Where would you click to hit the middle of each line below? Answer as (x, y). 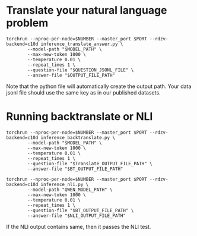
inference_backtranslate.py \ (78, 137)
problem (27, 23)
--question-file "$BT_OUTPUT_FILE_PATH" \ (81, 210)
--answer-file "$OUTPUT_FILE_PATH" (72, 75)
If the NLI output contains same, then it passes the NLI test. (79, 226)
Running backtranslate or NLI (80, 117)
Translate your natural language (87, 10)
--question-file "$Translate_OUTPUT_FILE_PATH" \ (90, 163)
